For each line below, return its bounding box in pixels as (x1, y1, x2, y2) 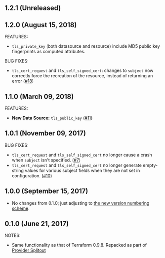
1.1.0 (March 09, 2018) (4, 92, 74, 100)
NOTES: (4, 232, 21, 238)
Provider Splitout (11, 247, 46, 253)
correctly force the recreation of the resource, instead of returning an (11, 73, 153, 79)
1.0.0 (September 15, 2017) (4, 187, 88, 195)
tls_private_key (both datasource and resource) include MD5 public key (11, 43, 160, 49)
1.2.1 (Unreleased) (4, 4, 61, 12)
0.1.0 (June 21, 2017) (4, 220, 69, 228)
